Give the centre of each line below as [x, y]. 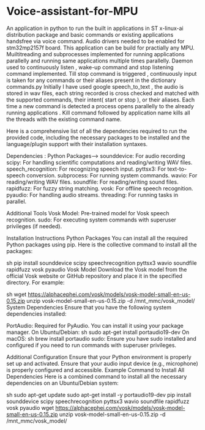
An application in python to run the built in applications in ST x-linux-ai [95, 28]
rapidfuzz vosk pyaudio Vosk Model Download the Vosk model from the [97, 269]
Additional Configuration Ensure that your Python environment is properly [99, 357]
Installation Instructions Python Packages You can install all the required [97, 238]
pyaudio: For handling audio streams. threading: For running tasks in [92, 195]
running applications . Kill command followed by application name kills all [99, 113]
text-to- [177, 169]
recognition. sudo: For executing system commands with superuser [91, 220]
